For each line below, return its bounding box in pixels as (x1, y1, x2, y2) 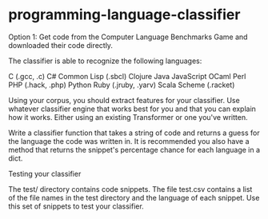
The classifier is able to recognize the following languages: (8, 56, 202, 66)
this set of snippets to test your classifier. (8, 201, 144, 211)
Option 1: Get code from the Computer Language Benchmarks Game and (8, 32, 248, 42)
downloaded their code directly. (8, 40, 114, 50)
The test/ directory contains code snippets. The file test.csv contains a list (8, 184, 253, 193)
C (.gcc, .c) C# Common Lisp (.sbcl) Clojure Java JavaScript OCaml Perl (8, 71, 246, 81)
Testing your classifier (8, 169, 82, 178)
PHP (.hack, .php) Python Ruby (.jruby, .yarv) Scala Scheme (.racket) (8, 80, 235, 90)
